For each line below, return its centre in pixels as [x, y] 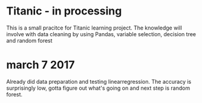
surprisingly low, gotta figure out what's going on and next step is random [98, 88]
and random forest [29, 40]
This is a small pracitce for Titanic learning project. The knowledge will [94, 28]
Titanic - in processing [64, 11]
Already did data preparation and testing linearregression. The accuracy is [99, 81]
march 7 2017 [41, 65]
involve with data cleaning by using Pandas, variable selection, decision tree [101, 34]
